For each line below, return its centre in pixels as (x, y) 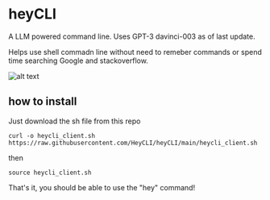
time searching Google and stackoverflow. (79, 60)
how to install (43, 102)
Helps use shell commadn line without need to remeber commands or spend (135, 52)
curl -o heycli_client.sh (52, 135)
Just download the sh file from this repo (75, 121)
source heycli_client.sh (50, 173)
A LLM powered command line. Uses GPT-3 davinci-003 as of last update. (132, 36)
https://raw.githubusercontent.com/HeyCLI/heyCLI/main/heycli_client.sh (133, 143)
